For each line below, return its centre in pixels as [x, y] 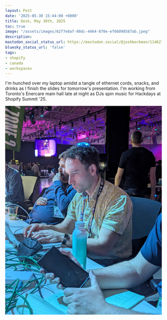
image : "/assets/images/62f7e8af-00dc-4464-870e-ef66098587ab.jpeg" [78, 32]
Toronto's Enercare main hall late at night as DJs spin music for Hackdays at [83, 94]
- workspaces [19, 68]
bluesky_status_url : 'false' [35, 47]
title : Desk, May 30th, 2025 [35, 21]
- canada [14, 63]
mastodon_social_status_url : [35, 42]
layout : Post [19, 10]
